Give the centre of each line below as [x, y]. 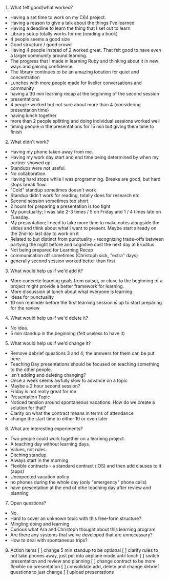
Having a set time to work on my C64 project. [58, 17]
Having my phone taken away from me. [51, 152]
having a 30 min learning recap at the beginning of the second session [85, 94]
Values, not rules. [28, 449]
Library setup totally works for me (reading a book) [64, 34]
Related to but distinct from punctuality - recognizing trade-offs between [87, 239]
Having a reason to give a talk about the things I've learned [72, 23]
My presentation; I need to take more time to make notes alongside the [85, 223]
